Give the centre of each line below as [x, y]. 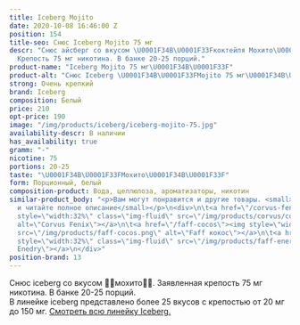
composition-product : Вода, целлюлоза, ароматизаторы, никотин [129, 191]
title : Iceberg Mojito [51, 17]
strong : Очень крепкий [51, 84]
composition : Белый [46, 100]
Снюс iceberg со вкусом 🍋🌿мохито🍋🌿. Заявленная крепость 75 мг [136, 283]
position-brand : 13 [46, 258]
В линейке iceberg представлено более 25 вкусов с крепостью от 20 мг [147, 302]
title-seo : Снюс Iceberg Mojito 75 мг [81, 42]
